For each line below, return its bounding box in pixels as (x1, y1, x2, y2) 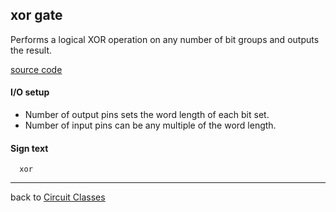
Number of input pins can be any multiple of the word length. (24, 119, 277, 132)
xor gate (10, 7, 63, 24)
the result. (10, 44, 53, 56)
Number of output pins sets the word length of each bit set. (24, 109, 270, 121)
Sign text (10, 142, 49, 154)
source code (10, 63, 63, 75)
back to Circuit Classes (10, 191, 106, 203)
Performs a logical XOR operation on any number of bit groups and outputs (10, 33, 320, 45)
